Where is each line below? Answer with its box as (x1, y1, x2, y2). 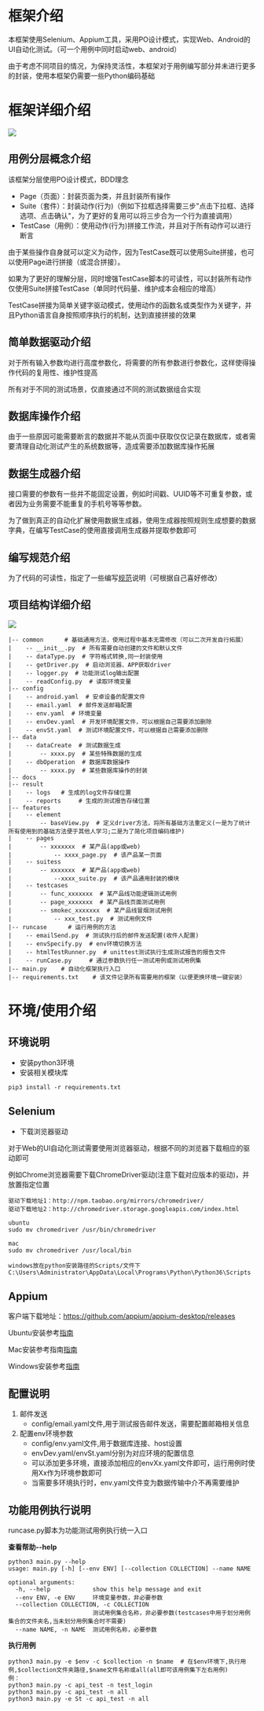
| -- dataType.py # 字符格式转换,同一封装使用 (8, 652, 163, 660)
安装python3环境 (19, 1058, 75, 1067)
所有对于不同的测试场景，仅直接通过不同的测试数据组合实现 (8, 384, 201, 394)
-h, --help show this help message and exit (15, 1585, 202, 1593)
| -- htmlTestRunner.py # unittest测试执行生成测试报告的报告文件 (8, 948, 226, 956)
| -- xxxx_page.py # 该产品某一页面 (8, 850, 163, 859)
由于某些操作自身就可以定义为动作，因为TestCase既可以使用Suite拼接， (8, 247, 241, 256)
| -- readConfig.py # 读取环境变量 (8, 677, 132, 685)
